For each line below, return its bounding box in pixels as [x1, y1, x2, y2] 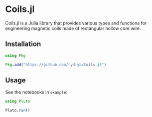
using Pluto [5, 99, 30, 104]
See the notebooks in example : [5, 89, 68, 95]
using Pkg [5, 53, 26, 58]
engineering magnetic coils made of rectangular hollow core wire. [5, 25, 141, 31]
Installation [5, 40, 41, 48]
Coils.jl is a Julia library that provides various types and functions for [5, 20, 147, 26]
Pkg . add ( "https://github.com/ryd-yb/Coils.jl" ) [5, 62, 107, 67]
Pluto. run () [5, 108, 30, 113]
